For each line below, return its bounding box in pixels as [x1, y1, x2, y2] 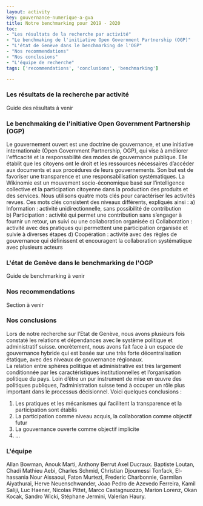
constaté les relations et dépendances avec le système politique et [6, 337, 173, 344]
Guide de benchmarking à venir [6, 272, 85, 280]
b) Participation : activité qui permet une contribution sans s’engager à [6, 211, 182, 218]
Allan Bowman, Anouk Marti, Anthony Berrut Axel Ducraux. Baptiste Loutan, [6, 461, 195, 468]
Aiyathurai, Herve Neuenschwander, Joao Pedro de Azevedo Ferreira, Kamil [6, 480, 196, 487]
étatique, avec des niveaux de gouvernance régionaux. [6, 355, 144, 363]
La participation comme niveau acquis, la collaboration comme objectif [15, 412, 192, 419]
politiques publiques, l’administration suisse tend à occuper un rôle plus [6, 381, 185, 389]
